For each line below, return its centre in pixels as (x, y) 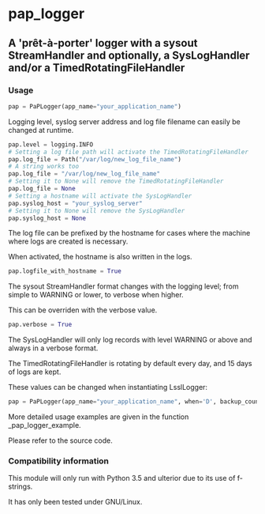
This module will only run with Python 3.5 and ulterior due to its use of (122, 478)
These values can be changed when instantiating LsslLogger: (108, 387)
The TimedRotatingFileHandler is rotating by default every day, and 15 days (130, 364)
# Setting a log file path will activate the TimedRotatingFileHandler (128, 152)
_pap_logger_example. (45, 425)
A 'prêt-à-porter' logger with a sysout (103, 43)
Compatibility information (58, 461)
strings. (21, 486)
